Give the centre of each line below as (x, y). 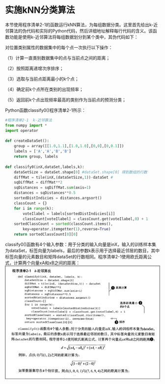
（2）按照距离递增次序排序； (34, 68)
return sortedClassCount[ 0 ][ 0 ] (46, 234)
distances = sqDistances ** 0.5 (45, 193)
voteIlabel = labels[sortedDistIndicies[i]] (69, 214)
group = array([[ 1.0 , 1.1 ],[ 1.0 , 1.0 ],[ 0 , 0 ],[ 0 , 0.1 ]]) (69, 146)
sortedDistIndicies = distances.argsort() (58, 198)
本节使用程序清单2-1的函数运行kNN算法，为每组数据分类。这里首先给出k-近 (82, 25)
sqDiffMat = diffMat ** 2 (38, 183)
